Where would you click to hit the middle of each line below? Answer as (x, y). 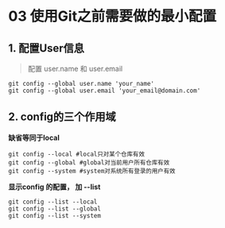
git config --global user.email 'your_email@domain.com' (105, 91)
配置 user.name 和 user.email (75, 69)
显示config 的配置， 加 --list (54, 187)
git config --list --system (55, 215)
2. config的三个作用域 (62, 117)
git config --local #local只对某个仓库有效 (77, 154)
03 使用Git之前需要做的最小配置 (112, 16)
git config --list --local (53, 202)
